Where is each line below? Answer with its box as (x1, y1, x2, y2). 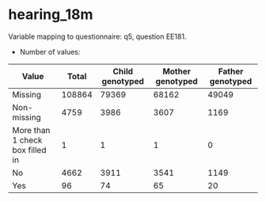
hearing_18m (8, 6, 93, 24)
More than (12, 124, 51, 135)
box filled (12, 144, 47, 155)
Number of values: (19, 47, 81, 56)
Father (218, 66, 244, 77)
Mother (161, 66, 192, 77)
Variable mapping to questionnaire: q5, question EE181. (8, 32, 187, 41)
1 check (12, 135, 43, 146)
